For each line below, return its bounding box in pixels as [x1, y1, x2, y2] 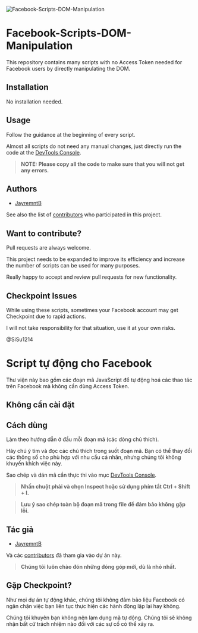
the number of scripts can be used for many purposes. [6, 262, 140, 269]
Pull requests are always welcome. [6, 244, 91, 251]
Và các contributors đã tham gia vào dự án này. [6, 552, 122, 559]
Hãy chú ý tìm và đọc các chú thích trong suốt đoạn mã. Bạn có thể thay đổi [6, 448, 192, 455]
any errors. [20, 166, 49, 174]
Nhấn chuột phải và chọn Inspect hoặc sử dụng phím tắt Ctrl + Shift [20, 483, 190, 490]
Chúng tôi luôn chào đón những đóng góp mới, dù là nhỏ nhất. [20, 563, 177, 570]
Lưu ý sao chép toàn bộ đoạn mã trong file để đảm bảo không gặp [20, 501, 186, 508]
